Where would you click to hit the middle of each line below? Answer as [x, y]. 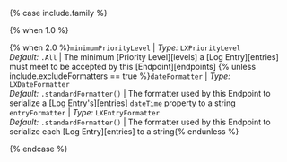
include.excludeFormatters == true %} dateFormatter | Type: [120, 76]
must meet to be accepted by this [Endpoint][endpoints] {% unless [133, 67]
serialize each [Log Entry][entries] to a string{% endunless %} [124, 132]
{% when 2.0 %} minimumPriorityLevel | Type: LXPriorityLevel [125, 47]
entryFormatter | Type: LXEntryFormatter [84, 112]
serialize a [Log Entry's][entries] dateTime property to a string [122, 103]
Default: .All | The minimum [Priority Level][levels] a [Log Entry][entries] [144, 57]
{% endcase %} [39, 149]
